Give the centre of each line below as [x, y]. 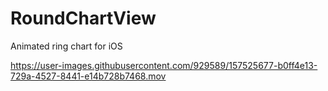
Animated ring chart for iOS [66, 46]
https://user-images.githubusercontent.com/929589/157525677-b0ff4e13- [164, 65]
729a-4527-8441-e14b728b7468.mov [88, 76]
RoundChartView [83, 18]
